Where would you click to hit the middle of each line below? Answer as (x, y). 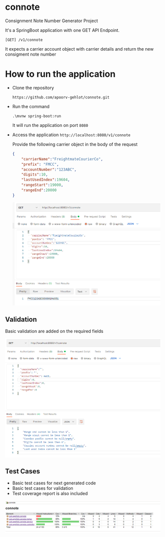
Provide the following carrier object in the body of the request (75, 144)
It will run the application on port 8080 (50, 125)
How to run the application (60, 74)
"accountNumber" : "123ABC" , (49, 169)
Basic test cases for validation (43, 488)
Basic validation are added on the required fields (54, 331)
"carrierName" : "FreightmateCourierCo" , (62, 159)
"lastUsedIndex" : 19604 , (46, 180)
